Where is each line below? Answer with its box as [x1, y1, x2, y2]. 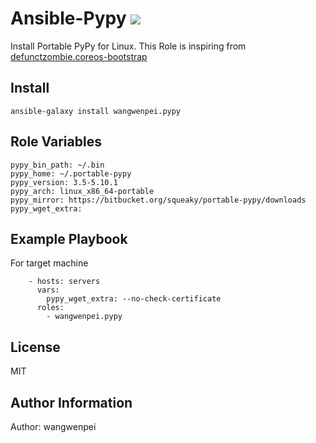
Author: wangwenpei [10, 421, 97, 432]
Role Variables [10, 133, 102, 151]
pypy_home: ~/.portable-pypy [10, 168, 132, 179]
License [10, 338, 61, 356]
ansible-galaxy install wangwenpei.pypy [10, 106, 182, 116]
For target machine [10, 257, 89, 269]
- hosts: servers [28, 277, 101, 287]
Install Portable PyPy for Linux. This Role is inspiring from [10, 40, 247, 52]
